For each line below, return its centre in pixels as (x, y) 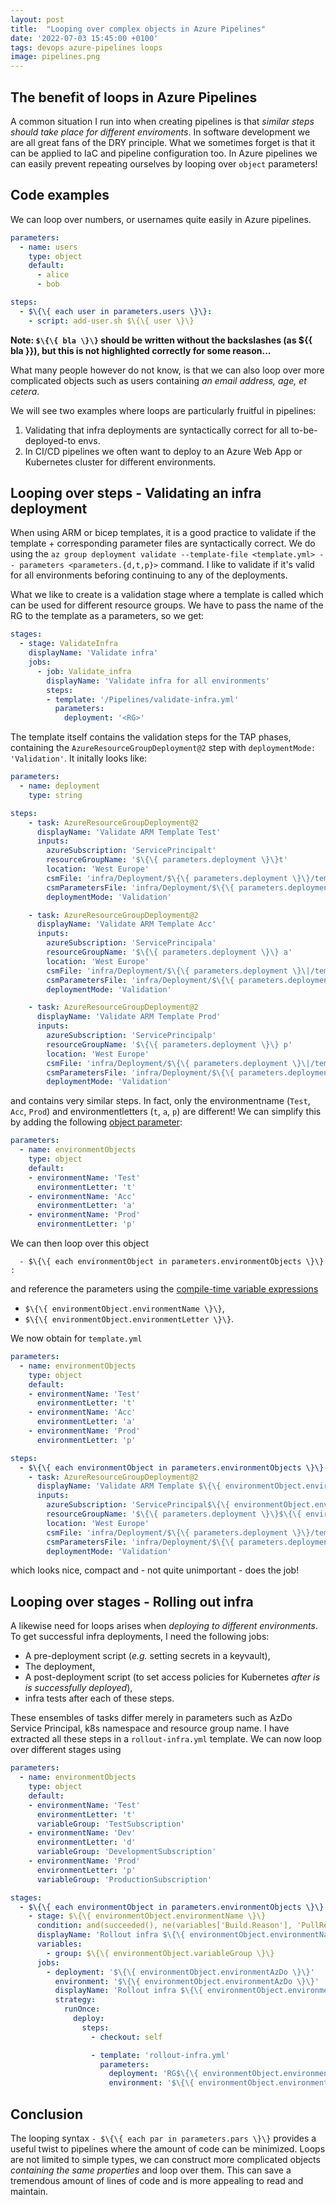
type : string (55, 795)
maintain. (29, 2191)
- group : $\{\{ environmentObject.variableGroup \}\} (160, 1953)
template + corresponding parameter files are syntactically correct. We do (163, 543)
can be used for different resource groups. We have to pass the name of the (167, 605)
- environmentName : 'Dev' (82, 1833)
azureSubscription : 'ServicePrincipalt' (131, 851)
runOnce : (82, 2009)
